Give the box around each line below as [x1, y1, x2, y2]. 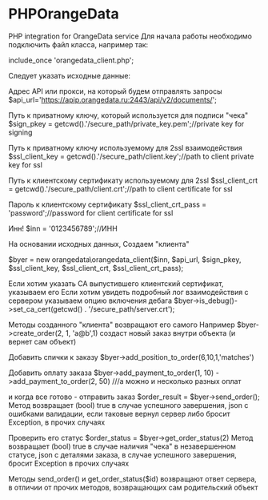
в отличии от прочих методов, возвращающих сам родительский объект [8, 482, 258, 492]
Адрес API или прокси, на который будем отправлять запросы [8, 86, 222, 96]
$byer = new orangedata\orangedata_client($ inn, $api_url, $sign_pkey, [8, 254, 242, 264]
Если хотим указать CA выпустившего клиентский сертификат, [8, 278, 224, 288]
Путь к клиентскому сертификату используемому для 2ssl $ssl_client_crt [8, 175, 258, 185]
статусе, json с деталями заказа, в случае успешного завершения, [8, 450, 238, 459]
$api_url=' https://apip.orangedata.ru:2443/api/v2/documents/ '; [8, 95, 218, 104]
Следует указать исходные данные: [8, 71, 130, 80]
